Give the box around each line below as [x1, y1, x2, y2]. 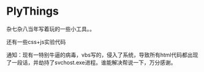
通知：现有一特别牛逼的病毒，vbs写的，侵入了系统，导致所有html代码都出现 [6, 51, 198, 59]
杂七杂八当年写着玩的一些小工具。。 [6, 25, 95, 32]
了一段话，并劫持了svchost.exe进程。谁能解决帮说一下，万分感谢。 [6, 59, 176, 66]
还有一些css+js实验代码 [6, 38, 66, 45]
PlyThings [6, 4, 59, 18]
